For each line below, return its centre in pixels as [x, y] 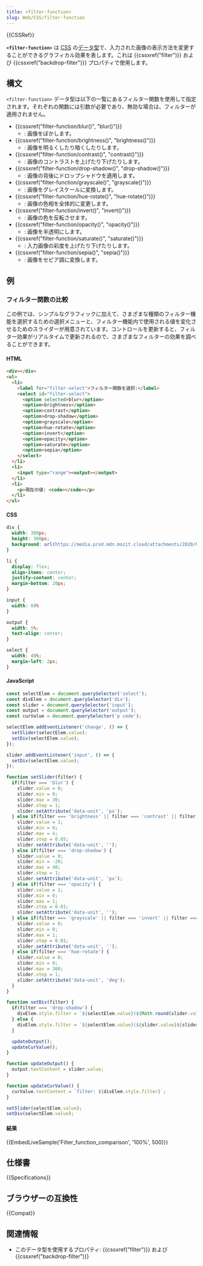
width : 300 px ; [29, 533]
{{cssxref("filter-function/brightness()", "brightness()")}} [85, 141]
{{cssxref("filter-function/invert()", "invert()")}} [73, 210]
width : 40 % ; [27, 656]
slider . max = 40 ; [39, 868]
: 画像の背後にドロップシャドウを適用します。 [81, 176]
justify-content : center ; [44, 578]
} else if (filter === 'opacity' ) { [56, 884]
